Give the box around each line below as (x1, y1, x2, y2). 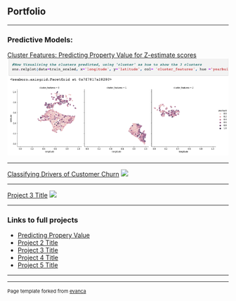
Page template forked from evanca (7, 288, 86, 295)
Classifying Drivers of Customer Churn (7, 169, 119, 178)
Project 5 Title (17, 261, 58, 269)
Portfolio (7, 6, 46, 18)
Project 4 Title (17, 253, 58, 262)
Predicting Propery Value (17, 231, 90, 240)
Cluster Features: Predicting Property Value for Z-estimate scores (7, 51, 197, 59)
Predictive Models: (7, 34, 73, 44)
